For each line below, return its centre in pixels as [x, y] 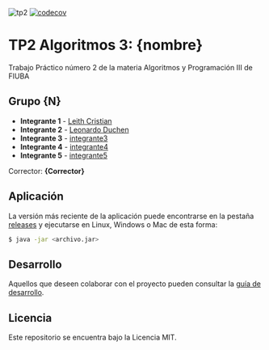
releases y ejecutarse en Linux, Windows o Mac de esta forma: [113, 224]
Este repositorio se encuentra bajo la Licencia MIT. [92, 337]
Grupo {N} [35, 101]
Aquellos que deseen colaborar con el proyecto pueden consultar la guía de [134, 284]
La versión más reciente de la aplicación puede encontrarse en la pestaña [131, 216]
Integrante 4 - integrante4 [64, 146]
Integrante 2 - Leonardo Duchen [74, 129]
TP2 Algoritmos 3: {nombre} [106, 45]
